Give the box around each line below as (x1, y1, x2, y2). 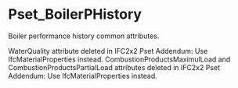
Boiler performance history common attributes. (8, 31, 160, 40)
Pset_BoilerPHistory (8, 5, 142, 23)
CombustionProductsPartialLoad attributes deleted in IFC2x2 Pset (8, 62, 221, 72)
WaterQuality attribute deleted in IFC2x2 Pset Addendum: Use (8, 46, 208, 55)
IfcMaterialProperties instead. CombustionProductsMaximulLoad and (8, 55, 231, 64)
